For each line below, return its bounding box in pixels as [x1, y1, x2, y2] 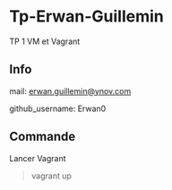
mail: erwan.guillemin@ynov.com [9, 85, 132, 96]
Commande [9, 129, 76, 144]
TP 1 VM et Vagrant [9, 36, 81, 47]
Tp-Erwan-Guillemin [9, 6, 164, 27]
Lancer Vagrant [9, 152, 66, 163]
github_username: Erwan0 [9, 103, 107, 114]
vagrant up [30, 170, 72, 181]
